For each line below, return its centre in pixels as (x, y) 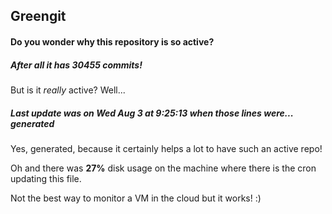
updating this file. (46, 178)
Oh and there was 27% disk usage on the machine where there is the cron (163, 168)
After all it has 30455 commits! (76, 65)
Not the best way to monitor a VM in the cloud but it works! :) (136, 198)
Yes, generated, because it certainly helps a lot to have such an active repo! (166, 148)
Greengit (38, 16)
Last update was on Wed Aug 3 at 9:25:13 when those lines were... (152, 113)
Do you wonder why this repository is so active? (112, 41)
